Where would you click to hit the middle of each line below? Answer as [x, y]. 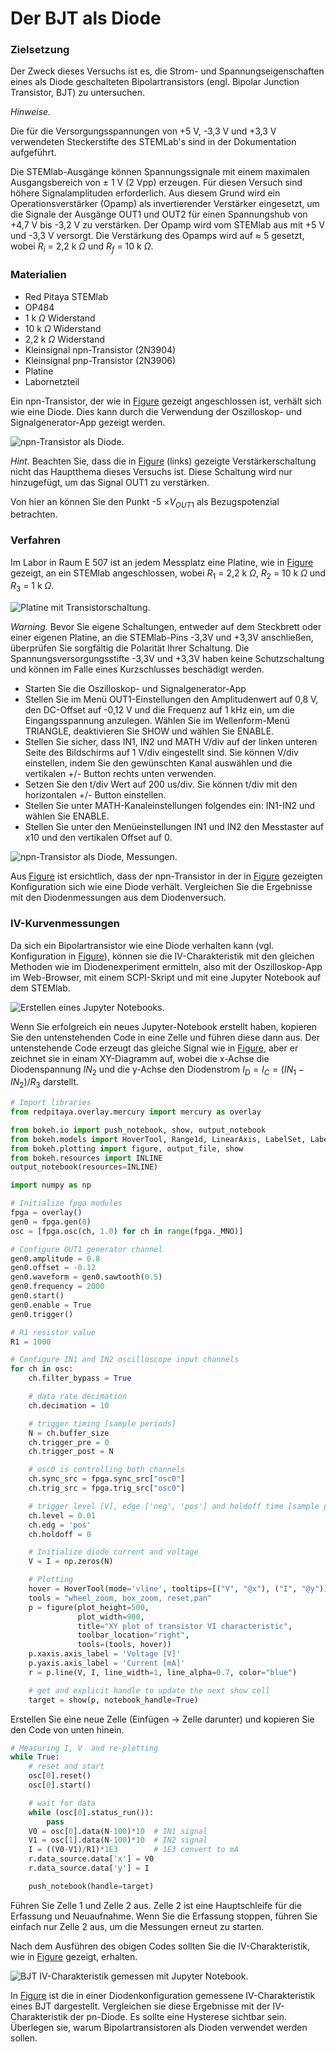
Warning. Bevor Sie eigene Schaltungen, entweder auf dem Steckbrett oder [166, 627]
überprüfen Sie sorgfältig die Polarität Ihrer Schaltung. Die [130, 648]
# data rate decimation [78, 1397]
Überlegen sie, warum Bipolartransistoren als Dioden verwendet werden [159, 2027]
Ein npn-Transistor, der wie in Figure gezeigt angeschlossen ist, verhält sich [166, 401]
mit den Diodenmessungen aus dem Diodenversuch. [118, 898]
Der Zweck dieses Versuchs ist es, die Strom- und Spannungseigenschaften [167, 71]
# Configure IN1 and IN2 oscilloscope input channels [125, 1360]
